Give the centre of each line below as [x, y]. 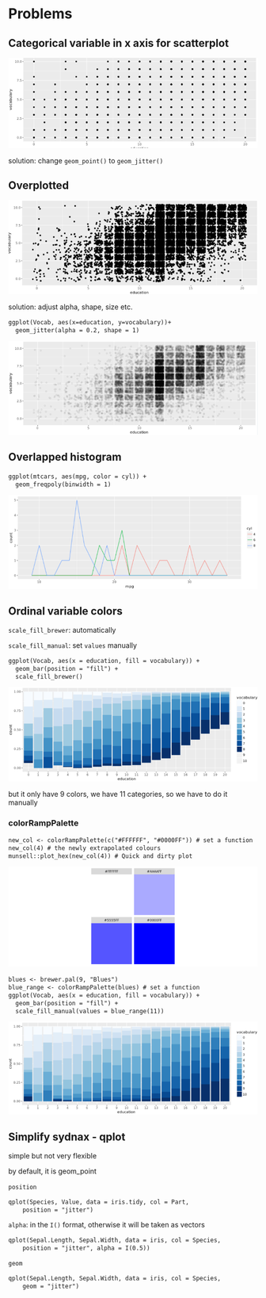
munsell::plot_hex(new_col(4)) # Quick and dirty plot [101, 856]
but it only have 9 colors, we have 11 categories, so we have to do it [118, 794]
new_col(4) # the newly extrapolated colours [84, 848]
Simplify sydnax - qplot [67, 1137]
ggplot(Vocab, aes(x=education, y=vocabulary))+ [90, 322]
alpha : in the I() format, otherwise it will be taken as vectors [107, 1225]
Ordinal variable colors [65, 611]
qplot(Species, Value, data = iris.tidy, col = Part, [99, 1202]
